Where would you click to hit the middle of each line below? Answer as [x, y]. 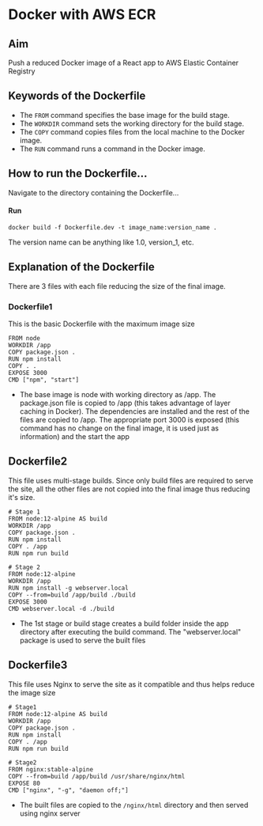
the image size [32, 692]
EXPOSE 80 [24, 783]
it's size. [22, 497]
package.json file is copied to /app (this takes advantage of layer [125, 403]
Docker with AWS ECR [82, 15]
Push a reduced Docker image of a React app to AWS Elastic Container [124, 63]
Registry [22, 71]
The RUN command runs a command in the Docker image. [112, 149]
